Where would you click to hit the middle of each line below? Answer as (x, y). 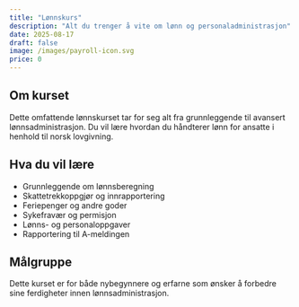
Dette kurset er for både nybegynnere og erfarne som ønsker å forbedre (143, 284)
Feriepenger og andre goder (75, 205)
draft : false (34, 43)
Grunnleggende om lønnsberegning (88, 186)
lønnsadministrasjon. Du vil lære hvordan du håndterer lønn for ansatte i (142, 127)
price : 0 (26, 59)
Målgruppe (41, 263)
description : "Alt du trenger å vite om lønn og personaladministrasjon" (150, 26)
